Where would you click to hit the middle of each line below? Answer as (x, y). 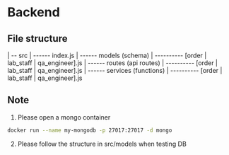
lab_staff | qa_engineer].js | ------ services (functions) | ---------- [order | (115, 70)
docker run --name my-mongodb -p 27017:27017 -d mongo (90, 130)
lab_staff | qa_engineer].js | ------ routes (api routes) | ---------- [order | (112, 63)
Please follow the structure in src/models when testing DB (102, 144)
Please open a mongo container (64, 117)
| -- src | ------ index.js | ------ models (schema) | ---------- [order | (107, 55)
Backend (34, 12)
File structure (37, 39)
